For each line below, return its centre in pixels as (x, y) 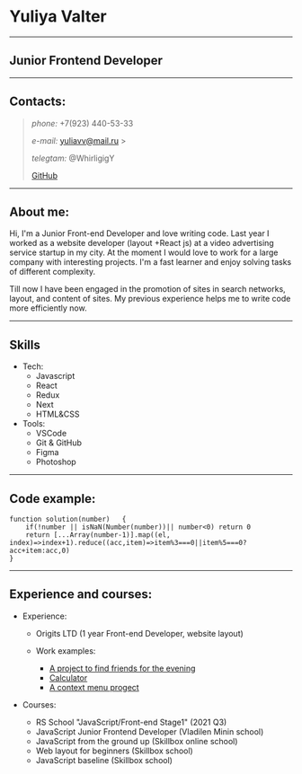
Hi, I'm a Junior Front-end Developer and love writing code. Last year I (139, 233)
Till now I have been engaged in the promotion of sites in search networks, (147, 289)
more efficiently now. (48, 308)
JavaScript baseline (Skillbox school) (104, 760)
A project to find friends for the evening (122, 668)
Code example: (53, 499)
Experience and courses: (81, 594)
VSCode (51, 434)
